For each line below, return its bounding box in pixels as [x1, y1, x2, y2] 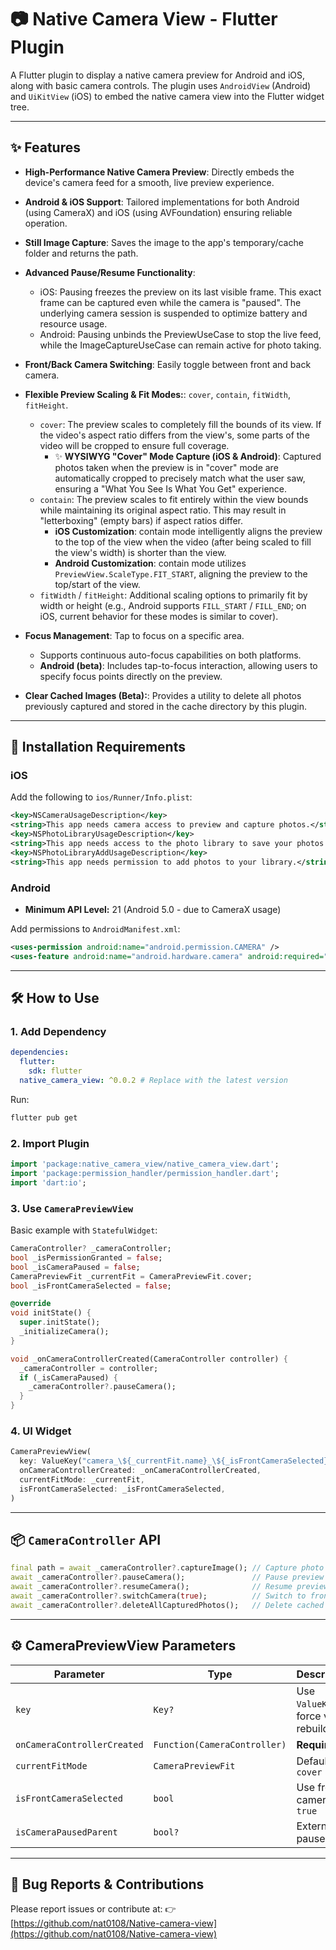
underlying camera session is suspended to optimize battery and [39, 307, 308, 319]
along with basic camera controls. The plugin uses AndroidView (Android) [10, 79, 312, 91]
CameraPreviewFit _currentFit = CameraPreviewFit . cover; [10, 1271, 253, 1281]
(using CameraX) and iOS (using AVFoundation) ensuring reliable [24, 206, 293, 218]
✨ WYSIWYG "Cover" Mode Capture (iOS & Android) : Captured [54, 450, 322, 462]
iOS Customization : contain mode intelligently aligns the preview [54, 525, 323, 537]
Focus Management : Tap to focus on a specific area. [24, 629, 245, 641]
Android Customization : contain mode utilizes [54, 557, 247, 569]
